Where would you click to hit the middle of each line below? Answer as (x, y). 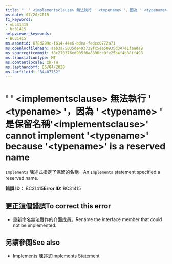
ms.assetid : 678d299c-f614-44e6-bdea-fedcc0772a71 (60, 43)
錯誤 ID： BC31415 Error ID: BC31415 (43, 188)
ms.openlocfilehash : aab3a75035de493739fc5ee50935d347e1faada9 (74, 48)
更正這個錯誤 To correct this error (58, 206)
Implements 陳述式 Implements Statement (56, 256)
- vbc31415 (17, 24)
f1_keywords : (19, 19)
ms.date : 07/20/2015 (27, 15)
